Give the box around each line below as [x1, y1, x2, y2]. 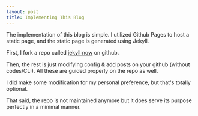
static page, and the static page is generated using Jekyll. [6, 37, 149, 44]
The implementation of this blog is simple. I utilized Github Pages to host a [6, 31, 190, 38]
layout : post [6, 8, 39, 15]
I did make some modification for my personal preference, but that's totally [6, 79, 191, 86]
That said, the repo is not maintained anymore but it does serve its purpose [6, 97, 192, 104]
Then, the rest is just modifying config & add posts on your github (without [6, 61, 190, 68]
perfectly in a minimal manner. [6, 103, 81, 110]
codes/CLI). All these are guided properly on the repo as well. [6, 67, 158, 74]
